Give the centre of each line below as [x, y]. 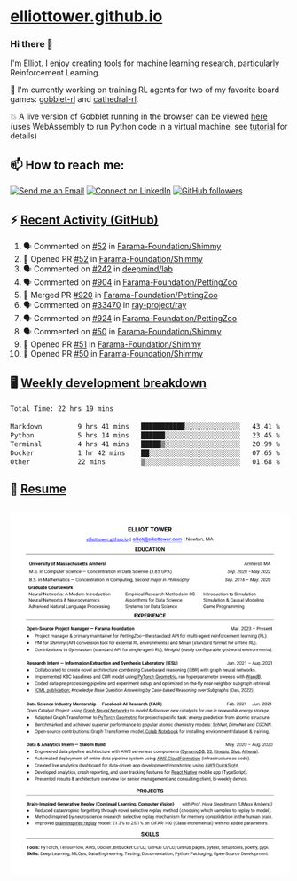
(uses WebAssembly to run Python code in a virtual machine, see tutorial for [149, 127]
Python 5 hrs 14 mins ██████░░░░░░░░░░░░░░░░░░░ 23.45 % [145, 435]
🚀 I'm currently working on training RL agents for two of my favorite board [145, 90]
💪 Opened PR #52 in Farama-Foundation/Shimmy [113, 259]
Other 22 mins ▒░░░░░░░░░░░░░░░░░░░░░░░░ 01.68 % [145, 462]
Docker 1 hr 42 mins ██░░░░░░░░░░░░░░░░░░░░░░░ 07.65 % [145, 453]
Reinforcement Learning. [55, 73]
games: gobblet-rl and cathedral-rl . [74, 99]
